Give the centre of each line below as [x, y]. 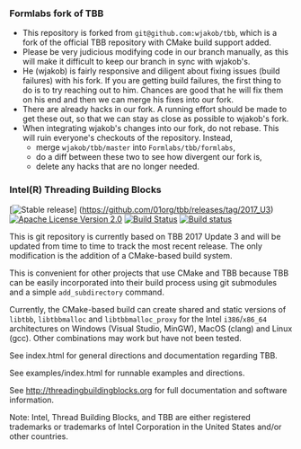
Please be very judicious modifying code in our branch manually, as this [155, 52]
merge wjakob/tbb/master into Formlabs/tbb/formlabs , [136, 147]
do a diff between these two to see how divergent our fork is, [149, 157]
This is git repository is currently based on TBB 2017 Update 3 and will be [145, 236]
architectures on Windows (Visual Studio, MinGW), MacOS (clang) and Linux [151, 328]
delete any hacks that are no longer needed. [118, 167]
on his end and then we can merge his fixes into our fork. [128, 100]
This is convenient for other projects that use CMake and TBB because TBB [149, 273]
